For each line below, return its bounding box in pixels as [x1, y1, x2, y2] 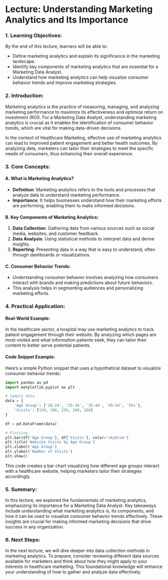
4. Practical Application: [5, 303, 65, 310]
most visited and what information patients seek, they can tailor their [5, 337, 147, 343]
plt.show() [5, 454, 28, 459]
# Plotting [5, 430, 28, 435]
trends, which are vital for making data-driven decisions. [5, 125, 122, 131]
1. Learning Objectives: [5, 32, 63, 39]
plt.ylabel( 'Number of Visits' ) [5, 449, 73, 454]
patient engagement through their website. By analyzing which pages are [5, 332, 156, 338]
